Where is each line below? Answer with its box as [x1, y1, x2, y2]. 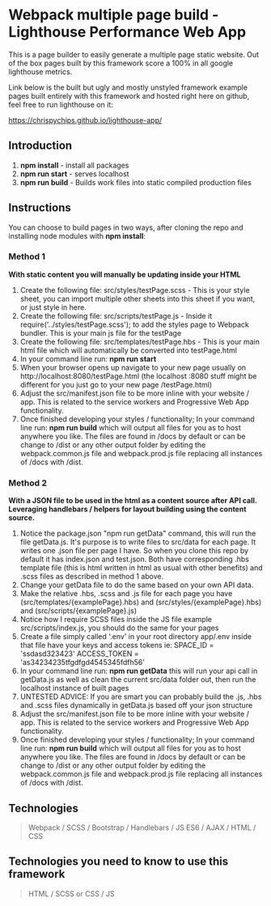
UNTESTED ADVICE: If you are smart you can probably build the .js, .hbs [19, 692, 262, 701]
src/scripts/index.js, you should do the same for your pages [19, 623, 219, 633]
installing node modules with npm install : [8, 231, 146, 240]
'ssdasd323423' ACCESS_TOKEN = [19, 649, 139, 658]
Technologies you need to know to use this [8, 855, 229, 869]
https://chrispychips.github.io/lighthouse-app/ [8, 115, 163, 125]
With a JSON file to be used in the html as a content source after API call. [8, 496, 257, 506]
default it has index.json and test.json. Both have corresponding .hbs [19, 554, 249, 564]
